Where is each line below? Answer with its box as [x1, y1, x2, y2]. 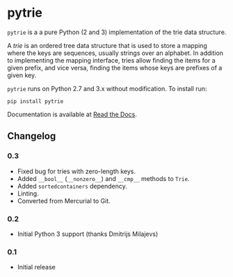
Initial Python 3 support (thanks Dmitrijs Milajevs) [17, 230, 159, 238]
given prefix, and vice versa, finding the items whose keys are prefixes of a [7, 63, 223, 72]
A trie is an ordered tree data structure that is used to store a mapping [7, 41, 207, 49]
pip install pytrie [7, 97, 64, 105]
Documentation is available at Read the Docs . [7, 110, 138, 118]
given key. [7, 71, 37, 79]
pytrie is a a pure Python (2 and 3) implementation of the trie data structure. [7, 28, 227, 36]
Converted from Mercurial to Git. [17, 196, 111, 205]
